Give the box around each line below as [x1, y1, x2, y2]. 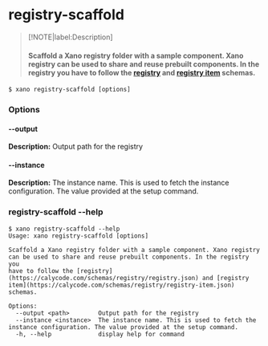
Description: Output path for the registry [8, 142, 143, 152]
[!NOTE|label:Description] [27, 32, 114, 42]
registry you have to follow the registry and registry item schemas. [27, 67, 256, 77]
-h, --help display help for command [15, 330, 185, 338]
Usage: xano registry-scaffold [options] [8, 231, 149, 240]
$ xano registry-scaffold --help [8, 225, 120, 233]
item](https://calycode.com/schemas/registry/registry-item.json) [8, 281, 235, 289]
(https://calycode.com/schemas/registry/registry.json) [8, 274, 199, 282]
